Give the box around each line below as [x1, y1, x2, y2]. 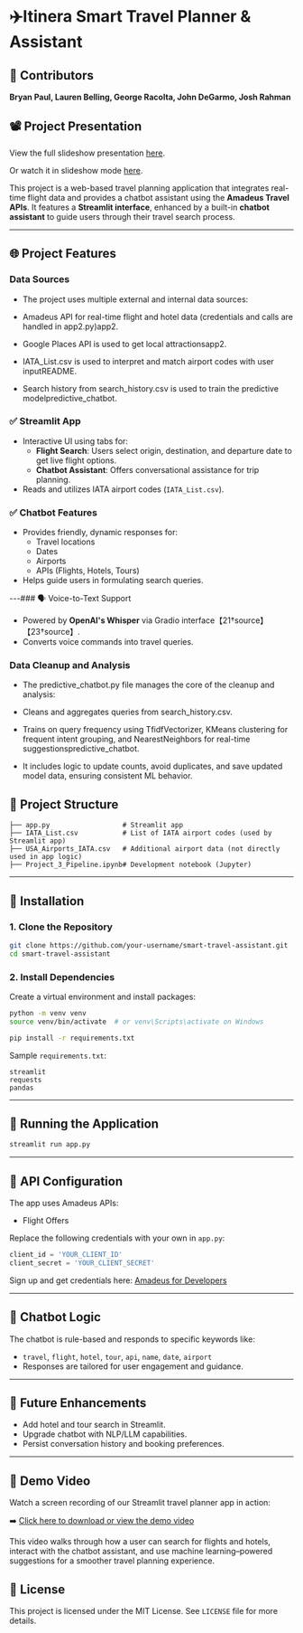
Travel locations [35, 536, 96, 547]
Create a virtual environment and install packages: [9, 991, 197, 1002]
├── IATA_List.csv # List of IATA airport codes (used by [9, 828, 272, 838]
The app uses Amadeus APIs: [9, 1198, 119, 1209]
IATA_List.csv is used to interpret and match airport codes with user [22, 355, 275, 366]
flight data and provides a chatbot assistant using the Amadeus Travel [27, 192, 290, 203]
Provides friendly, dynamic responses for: [22, 527, 179, 538]
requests [9, 1075, 42, 1084]
